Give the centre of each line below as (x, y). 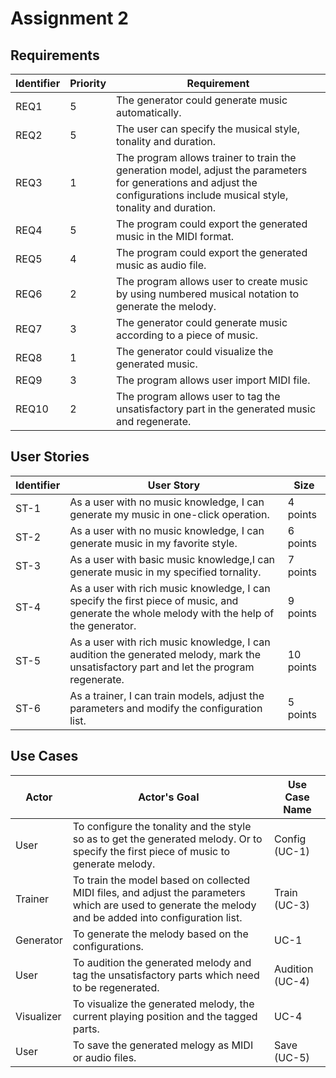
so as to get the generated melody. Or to (167, 839)
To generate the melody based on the (160, 934)
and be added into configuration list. (157, 917)
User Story (174, 485)
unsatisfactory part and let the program (162, 667)
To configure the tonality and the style (162, 826)
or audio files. (104, 1057)
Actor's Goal (169, 797)
